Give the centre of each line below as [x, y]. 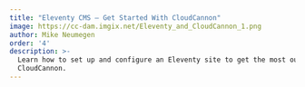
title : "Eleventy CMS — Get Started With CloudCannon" [115, 18]
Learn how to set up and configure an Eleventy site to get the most [152, 60]
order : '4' [30, 43]
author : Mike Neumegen [52, 34]
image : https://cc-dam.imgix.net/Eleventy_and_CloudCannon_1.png [135, 26]
